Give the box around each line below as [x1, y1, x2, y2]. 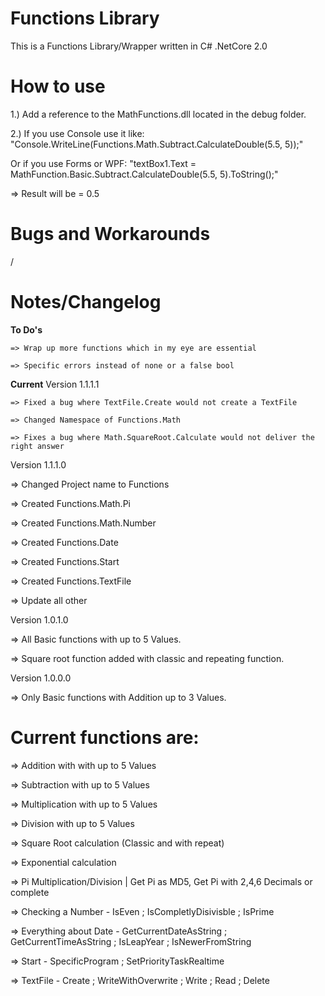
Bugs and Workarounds [10, 223, 211, 246]
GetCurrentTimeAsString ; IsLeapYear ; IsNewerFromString [10, 935, 252, 947]
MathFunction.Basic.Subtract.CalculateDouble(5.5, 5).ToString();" [10, 168, 279, 180]
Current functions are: [10, 726, 200, 749]
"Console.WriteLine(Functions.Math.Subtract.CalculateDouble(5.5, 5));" [10, 138, 304, 150]
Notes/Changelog [10, 291, 162, 313]
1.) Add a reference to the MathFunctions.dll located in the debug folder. [10, 108, 307, 120]
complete [10, 886, 50, 898]
